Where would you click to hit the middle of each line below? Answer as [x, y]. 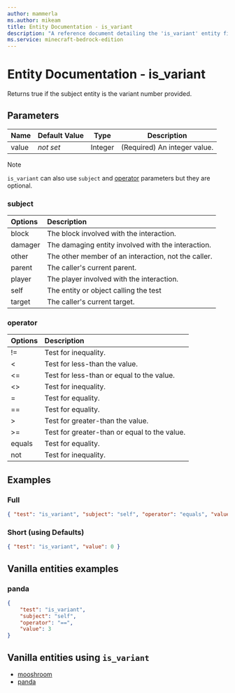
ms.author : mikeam [34, 20]
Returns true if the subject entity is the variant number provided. [100, 94]
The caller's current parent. [92, 268]
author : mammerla [33, 14]
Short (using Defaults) [46, 532]
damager [26, 245]
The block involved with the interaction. [111, 234]
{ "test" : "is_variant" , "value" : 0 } [64, 547]
